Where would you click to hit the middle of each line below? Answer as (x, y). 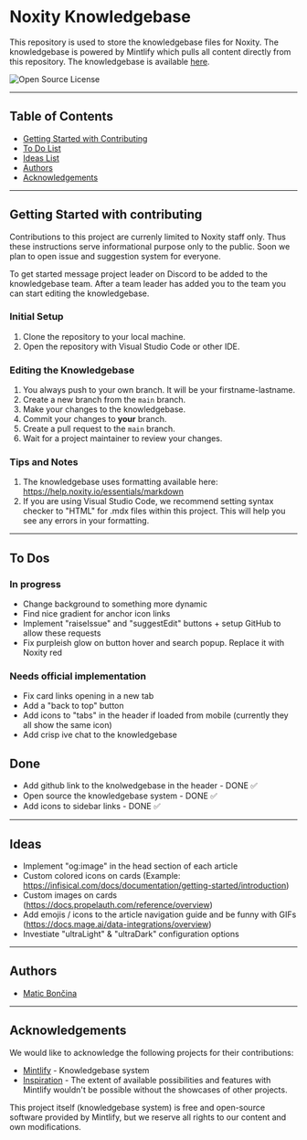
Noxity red (42, 653)
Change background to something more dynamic (115, 604)
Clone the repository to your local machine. (104, 336)
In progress (35, 584)
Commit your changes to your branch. (95, 419)
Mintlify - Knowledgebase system (86, 1070)
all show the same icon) (67, 725)
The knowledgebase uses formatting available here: (120, 482)
